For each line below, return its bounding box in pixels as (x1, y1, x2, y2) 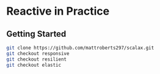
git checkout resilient (6, 56, 67, 62)
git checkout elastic (6, 62, 62, 68)
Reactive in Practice (6, 4, 110, 18)
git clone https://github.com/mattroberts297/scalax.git (6, 45, 155, 51)
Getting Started (6, 29, 67, 39)
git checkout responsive (6, 50, 70, 56)
